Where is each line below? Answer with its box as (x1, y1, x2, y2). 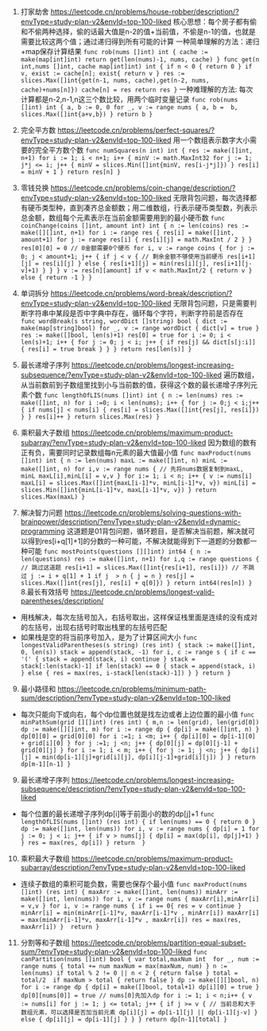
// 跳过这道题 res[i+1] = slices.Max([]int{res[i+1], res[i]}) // (20, 564, 239, 572)
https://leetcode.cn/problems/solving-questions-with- (64, 508, 242, 517)
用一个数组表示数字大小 (172, 135, 250, 145)
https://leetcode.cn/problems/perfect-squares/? (57, 126, 215, 135)
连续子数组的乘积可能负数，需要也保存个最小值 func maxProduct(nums (20, 879, 247, 888)
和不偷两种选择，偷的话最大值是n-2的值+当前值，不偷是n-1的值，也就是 (20, 27, 257, 36)
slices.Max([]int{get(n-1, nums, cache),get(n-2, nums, (20, 76, 210, 84)
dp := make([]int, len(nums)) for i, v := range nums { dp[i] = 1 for (20, 825, 260, 833)
